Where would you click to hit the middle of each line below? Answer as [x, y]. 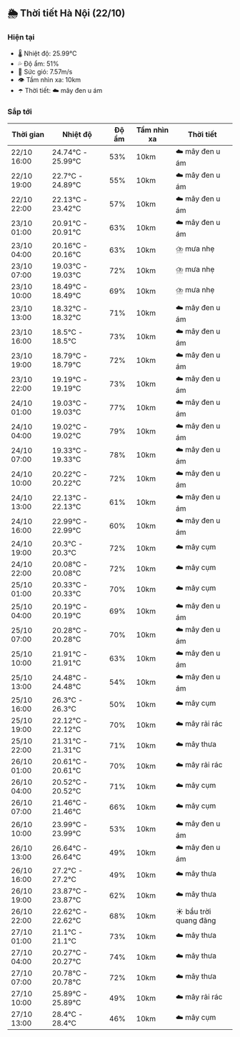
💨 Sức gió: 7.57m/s [45, 71]
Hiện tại [21, 37]
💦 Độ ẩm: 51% [38, 64]
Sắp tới [20, 111]
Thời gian [28, 134]
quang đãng [196, 920]
